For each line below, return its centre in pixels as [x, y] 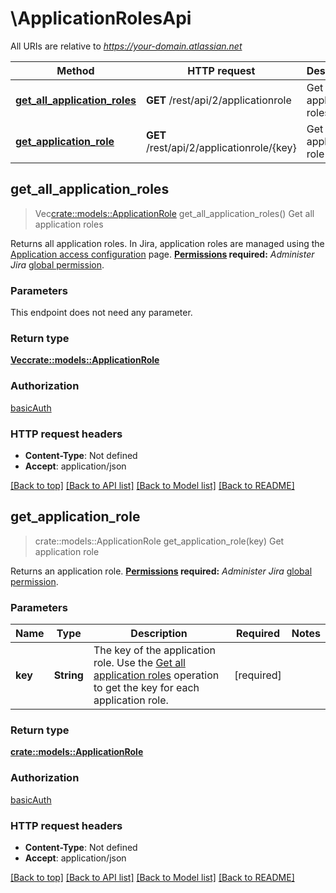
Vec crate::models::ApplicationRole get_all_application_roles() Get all [174, 213]
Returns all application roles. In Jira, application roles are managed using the [167, 243]
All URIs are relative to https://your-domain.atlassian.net [126, 46]
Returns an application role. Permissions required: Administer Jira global [161, 571]
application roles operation [156, 675]
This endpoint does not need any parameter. [101, 313]
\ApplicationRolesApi [101, 18]
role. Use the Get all [139, 663]
